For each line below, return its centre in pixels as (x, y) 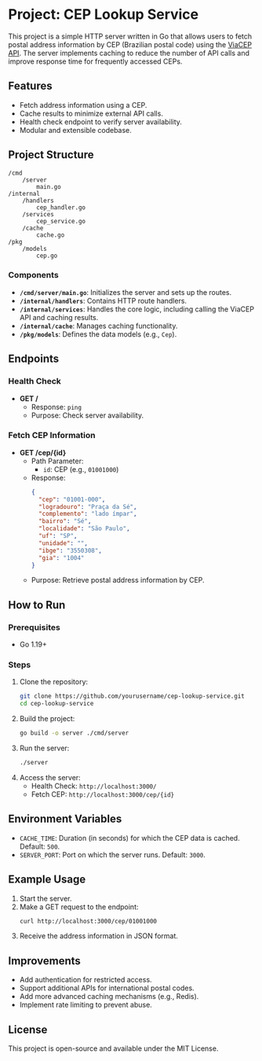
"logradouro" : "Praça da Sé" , (87, 507)
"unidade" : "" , (63, 543)
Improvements (44, 961)
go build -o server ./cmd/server (74, 733)
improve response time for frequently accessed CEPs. (95, 61)
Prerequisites (34, 627)
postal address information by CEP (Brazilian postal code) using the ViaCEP (130, 44)
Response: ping (56, 407)
